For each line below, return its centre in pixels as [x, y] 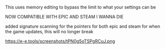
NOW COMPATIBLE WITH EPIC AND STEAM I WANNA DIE [64, 17]
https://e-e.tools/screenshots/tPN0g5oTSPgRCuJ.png [60, 41]
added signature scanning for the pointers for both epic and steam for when [83, 26]
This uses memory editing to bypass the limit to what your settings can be [81, 7]
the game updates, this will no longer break [49, 31]
